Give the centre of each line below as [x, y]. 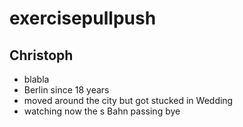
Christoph [41, 55]
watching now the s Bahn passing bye [102, 111]
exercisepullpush [83, 18]
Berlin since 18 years [66, 90]
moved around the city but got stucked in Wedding [128, 100]
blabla [36, 79]
